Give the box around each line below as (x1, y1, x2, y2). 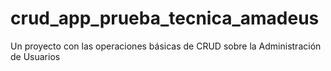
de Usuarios (10, 50, 61, 62)
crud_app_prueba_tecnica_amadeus (10, 7, 320, 30)
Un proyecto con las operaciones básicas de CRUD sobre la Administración (10, 40, 322, 52)
